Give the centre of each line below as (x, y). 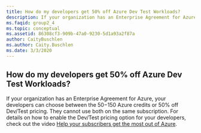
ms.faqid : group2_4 (31, 23)
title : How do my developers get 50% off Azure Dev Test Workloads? (93, 12)
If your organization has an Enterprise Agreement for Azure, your (86, 98)
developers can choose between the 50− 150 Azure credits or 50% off (92, 104)
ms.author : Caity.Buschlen (40, 45)
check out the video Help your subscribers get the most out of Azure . (92, 123)
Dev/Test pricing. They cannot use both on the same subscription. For (92, 111)
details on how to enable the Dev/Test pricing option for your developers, (96, 117)
